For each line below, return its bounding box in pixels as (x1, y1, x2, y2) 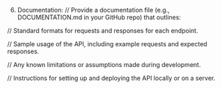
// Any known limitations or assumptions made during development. (7, 61, 201, 68)
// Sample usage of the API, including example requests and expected (7, 40, 207, 48)
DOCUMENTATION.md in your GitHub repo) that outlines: (17, 13, 181, 21)
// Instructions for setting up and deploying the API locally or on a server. (7, 74, 216, 82)
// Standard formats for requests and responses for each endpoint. (7, 27, 198, 34)
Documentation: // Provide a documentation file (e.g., (17, 6, 171, 14)
